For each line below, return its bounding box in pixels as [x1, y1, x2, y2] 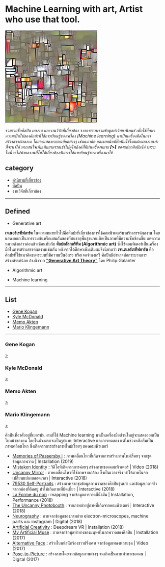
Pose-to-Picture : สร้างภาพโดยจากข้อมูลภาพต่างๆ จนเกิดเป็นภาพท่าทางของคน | [12, 551, 146, 557]
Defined [5, 207, 30, 216]
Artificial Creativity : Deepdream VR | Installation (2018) [12, 524, 124, 530]
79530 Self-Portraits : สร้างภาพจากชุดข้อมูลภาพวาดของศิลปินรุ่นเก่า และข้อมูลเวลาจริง [12, 480, 158, 486]
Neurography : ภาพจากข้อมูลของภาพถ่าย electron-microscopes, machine [12, 513, 149, 519]
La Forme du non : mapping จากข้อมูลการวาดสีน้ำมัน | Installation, [12, 491, 134, 497]
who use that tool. [5, 14, 80, 25]
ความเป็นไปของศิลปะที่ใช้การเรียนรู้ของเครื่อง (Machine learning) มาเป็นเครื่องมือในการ [5, 133, 151, 138]
